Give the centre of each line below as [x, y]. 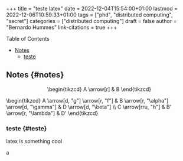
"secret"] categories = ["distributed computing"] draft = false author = [91, 21]
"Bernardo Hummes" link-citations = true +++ [62, 27]
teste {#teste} [27, 128]
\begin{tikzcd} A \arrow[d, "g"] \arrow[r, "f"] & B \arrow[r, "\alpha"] [87, 100]
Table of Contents [28, 39]
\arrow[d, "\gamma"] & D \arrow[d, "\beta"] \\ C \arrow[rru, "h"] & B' [89, 107]
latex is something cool [34, 142]
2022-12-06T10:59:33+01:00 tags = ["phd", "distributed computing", [89, 15]
